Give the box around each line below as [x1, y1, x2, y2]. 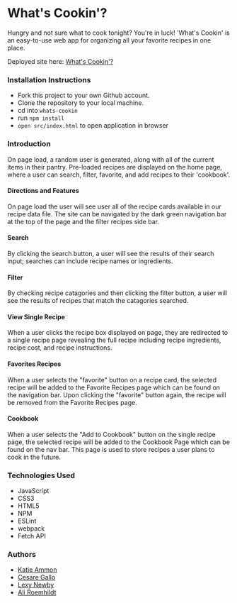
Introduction [7, 139, 51, 149]
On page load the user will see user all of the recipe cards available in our [7, 202, 221, 211]
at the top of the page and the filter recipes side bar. [7, 217, 160, 226]
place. [7, 43, 26, 52]
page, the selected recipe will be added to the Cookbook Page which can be [7, 438, 230, 446]
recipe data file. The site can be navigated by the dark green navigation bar [7, 209, 227, 218]
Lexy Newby [17, 580, 54, 590]
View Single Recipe [7, 312, 66, 321]
